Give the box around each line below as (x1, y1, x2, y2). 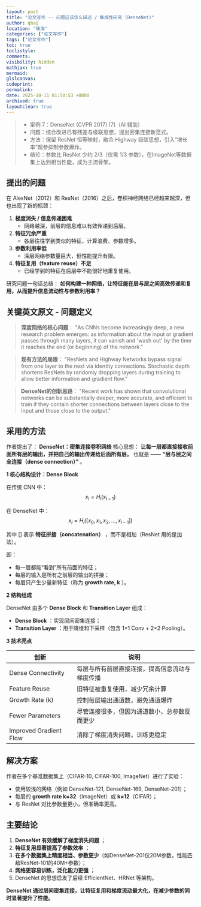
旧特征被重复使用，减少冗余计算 (77, 684, 167, 693)
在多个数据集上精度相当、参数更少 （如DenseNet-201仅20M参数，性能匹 (14, 852, 193, 859)
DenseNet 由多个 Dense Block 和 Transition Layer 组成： (6, 604, 148, 611)
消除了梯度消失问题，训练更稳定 (77, 730, 167, 738)
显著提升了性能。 (11, 894, 54, 902)
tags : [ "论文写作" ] (6, 37, 51, 43)
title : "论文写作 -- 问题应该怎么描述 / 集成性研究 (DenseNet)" (6, 14, 154, 20)
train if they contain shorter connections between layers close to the (20, 401, 190, 408)
